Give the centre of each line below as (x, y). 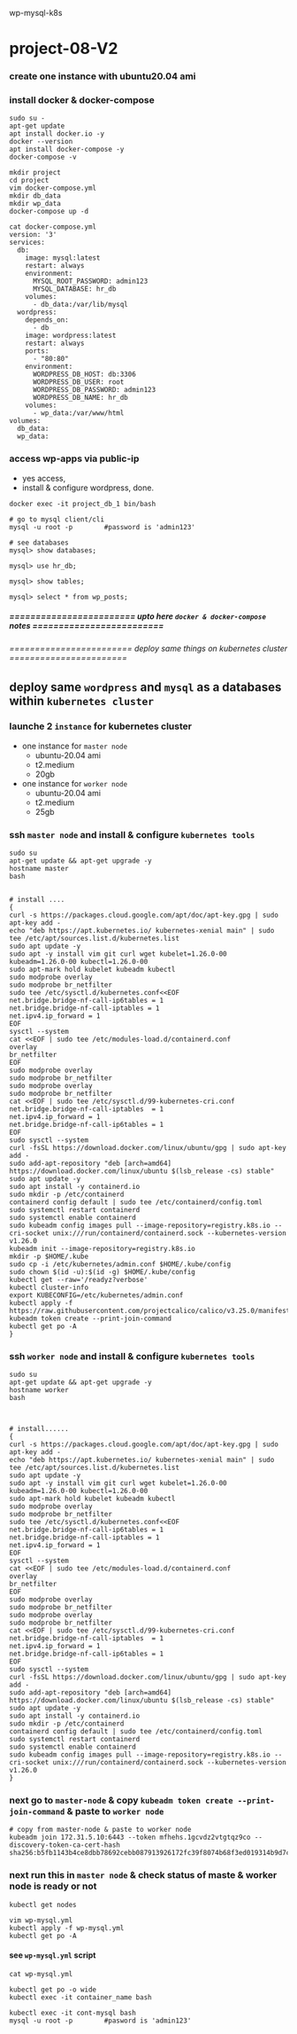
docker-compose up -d (49, 212)
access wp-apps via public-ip (74, 458)
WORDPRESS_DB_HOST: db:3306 (84, 375)
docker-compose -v (43, 157)
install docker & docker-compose (82, 100)
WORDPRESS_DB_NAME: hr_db (80, 398)
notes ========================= (87, 626)
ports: (37, 351)
